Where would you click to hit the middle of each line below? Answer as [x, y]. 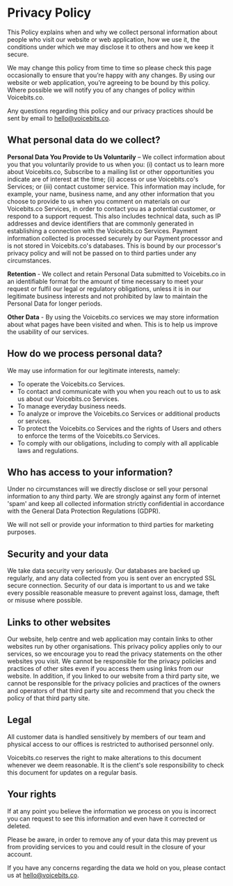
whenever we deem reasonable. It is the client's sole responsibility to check [116, 765]
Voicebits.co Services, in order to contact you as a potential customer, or [112, 208]
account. [20, 854]
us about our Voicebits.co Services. [68, 399]
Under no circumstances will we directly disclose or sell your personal [108, 489]
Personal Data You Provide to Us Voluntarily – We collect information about [116, 157]
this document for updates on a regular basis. [72, 772]
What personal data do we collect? [84, 140]
